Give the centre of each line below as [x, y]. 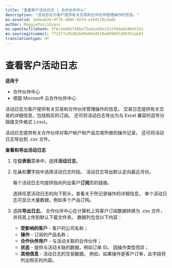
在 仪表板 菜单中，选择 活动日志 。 [46, 161]
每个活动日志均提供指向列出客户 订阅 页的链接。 [62, 182]
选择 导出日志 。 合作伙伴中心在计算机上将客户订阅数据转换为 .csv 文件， [89, 211]
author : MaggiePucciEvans [33, 24]
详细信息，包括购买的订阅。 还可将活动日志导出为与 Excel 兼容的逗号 [87, 115]
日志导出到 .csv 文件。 [29, 139]
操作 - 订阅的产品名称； [45, 234]
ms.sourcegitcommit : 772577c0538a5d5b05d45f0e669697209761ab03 [74, 34]
